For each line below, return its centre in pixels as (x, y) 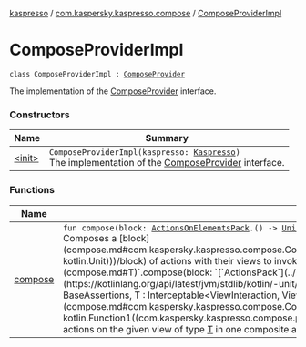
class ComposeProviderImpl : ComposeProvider (97, 74)
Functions (32, 190)
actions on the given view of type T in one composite (176, 329)
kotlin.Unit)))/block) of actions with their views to (167, 260)
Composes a (90, 238)
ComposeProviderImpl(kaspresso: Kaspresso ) (145, 153)
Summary (167, 138)
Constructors (40, 115)
